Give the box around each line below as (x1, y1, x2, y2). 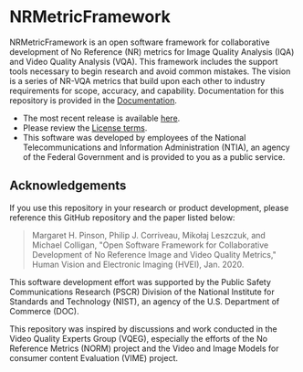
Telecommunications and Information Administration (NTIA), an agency (22, 142, 290, 153)
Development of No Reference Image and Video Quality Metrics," (31, 249, 277, 260)
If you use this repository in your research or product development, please (9, 202, 289, 213)
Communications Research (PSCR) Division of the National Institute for (9, 286, 276, 297)
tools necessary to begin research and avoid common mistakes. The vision (9, 66, 291, 77)
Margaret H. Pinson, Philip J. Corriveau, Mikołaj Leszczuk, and (31, 229, 266, 240)
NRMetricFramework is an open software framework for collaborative (9, 37, 270, 48)
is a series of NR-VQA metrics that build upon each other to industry (9, 75, 266, 86)
